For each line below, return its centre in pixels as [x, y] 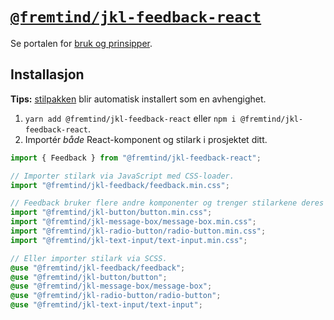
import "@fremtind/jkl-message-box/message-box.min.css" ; [133, 222]
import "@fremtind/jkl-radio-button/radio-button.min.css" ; [138, 231]
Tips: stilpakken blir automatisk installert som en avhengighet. [138, 99]
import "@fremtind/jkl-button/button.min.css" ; [111, 213]
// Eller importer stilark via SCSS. [89, 258]
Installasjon [47, 74]
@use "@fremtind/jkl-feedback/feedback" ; [98, 268]
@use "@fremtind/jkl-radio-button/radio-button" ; [116, 296]
